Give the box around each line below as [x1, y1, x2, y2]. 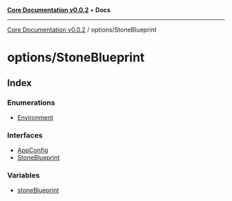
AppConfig [17, 146, 48, 154]
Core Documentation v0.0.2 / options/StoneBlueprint [7, 25, 157, 34]
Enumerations [7, 98, 55, 107]
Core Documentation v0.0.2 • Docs [7, 6, 111, 14]
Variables [7, 171, 40, 180]
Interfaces [7, 130, 43, 140]
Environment [17, 113, 54, 121]
